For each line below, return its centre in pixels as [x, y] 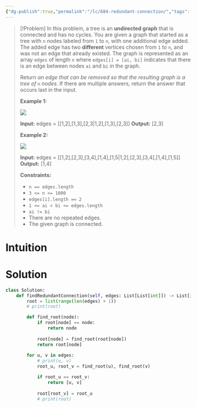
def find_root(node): [53, 317]
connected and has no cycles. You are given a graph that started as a [104, 34]
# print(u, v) [54, 361]
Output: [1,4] [36, 164]
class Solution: [25, 290]
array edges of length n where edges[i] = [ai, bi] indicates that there [105, 59]
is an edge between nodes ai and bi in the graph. [80, 66]
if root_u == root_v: [64, 377]
